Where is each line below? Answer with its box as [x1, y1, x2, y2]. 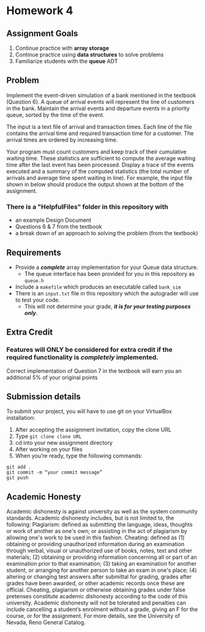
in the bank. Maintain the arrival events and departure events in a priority [6, 104, 190, 112]
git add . [6, 464, 32, 470]
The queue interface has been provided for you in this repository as [24, 270, 195, 277]
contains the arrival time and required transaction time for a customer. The [6, 130, 194, 137]
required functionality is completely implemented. [6, 353, 159, 362]
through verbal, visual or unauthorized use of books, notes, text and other [6, 547, 193, 555]
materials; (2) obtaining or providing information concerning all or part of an [6, 553, 197, 561]
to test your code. [15, 296, 60, 303]
